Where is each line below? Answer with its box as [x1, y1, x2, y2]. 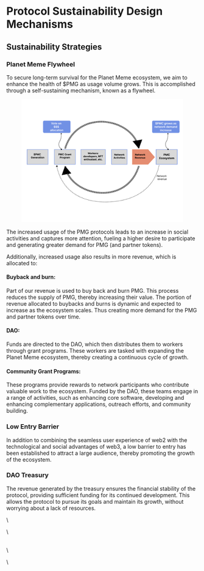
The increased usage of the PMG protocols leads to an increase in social [6, 228, 189, 235]
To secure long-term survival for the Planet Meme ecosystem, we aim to [6, 73, 188, 81]
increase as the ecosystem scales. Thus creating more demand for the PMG [6, 306, 197, 314]
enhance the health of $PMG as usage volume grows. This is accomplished [6, 80, 196, 87]
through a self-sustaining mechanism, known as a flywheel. [6, 87, 156, 94]
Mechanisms [6, 17, 73, 31]
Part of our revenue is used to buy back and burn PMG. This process [6, 287, 179, 294]
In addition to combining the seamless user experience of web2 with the [6, 436, 188, 444]
